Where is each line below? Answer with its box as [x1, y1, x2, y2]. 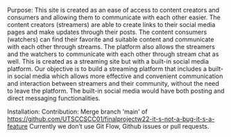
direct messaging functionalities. [7, 94, 101, 102]
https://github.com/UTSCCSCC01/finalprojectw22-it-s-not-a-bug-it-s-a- [7, 115, 215, 123]
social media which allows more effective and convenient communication [13, 72, 223, 80]
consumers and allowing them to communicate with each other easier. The [7, 13, 221, 21]
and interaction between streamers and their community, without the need [7, 80, 220, 87]
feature [7, 122, 28, 130]
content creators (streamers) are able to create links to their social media [7, 21, 216, 28]
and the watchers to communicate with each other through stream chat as [7, 50, 219, 58]
